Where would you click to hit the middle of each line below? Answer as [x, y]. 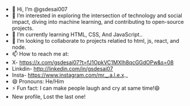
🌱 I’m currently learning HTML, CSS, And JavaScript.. [77, 35]
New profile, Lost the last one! [49, 96]
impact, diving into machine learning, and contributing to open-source [98, 22]
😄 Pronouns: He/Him [38, 81]
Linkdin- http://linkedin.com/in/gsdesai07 [62, 69]
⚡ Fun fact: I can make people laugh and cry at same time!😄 [86, 88]
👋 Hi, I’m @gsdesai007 [40, 9]
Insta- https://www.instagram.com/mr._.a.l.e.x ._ [70, 75]
